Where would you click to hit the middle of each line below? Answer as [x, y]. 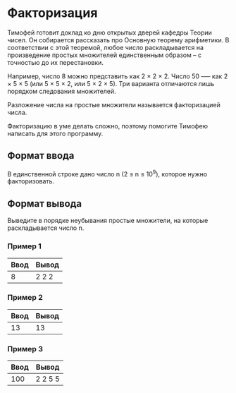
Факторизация [52, 13]
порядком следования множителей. [62, 91]
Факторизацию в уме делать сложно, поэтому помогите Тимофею [108, 126]
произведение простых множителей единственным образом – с [105, 55]
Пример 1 [24, 246]
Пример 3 [25, 349]
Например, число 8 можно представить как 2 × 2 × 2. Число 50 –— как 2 [118, 76]
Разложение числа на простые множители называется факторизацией [114, 104]
